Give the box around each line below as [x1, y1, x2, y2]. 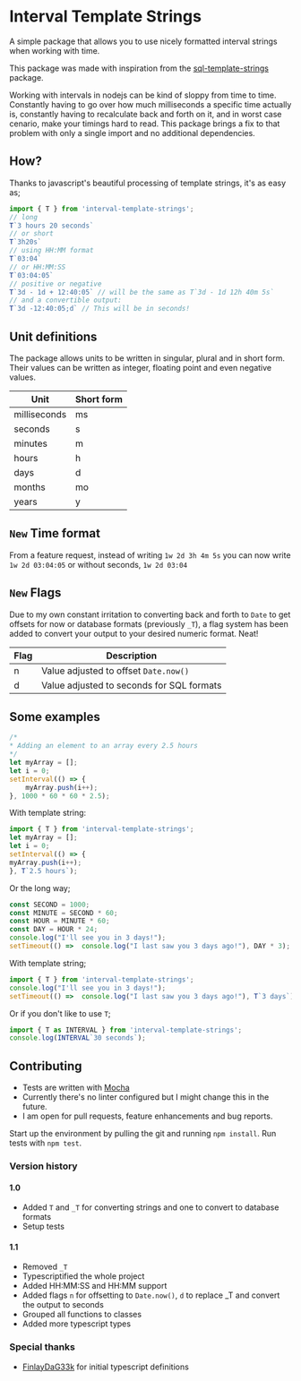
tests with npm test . [9, 1137, 82, 1148]
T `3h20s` [9, 237, 42, 247]
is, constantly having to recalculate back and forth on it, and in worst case [9, 108, 282, 119]
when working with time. [9, 45, 100, 56]
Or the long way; [9, 882, 71, 893]
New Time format [9, 526, 101, 541]
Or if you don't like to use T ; [9, 1008, 111, 1018]
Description [106, 649, 158, 662]
